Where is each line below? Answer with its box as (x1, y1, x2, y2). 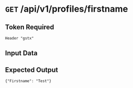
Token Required (5, 23, 54, 31)
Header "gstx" (5, 36, 34, 41)
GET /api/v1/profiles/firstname (5, 3, 129, 15)
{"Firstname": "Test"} (5, 79, 52, 84)
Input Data (5, 49, 38, 57)
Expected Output (5, 66, 58, 74)
